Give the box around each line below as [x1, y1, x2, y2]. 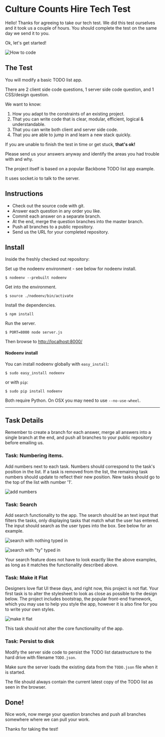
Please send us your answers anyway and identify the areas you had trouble [5, 151, 160, 156]
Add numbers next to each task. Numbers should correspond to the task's [5, 463, 155, 469]
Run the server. [5, 320, 36, 326]
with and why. [5, 156, 33, 162]
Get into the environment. [5, 284, 57, 290]
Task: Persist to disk [5, 638, 55, 645]
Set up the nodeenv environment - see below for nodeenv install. [5, 266, 137, 272]
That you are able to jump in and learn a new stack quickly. [12, 132, 132, 138]
